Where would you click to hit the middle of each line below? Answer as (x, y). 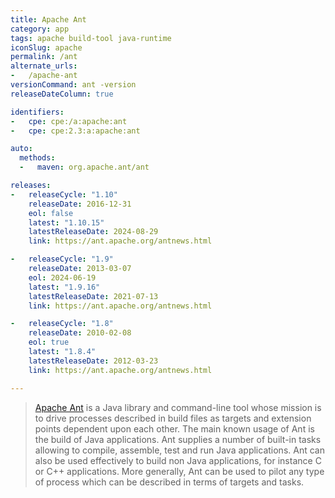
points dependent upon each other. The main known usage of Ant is (174, 428)
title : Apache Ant (48, 19)
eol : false (51, 213)
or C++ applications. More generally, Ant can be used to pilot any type (179, 471)
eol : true (49, 342)
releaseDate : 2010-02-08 (80, 333)
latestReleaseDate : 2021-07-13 (93, 296)
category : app (40, 29)
